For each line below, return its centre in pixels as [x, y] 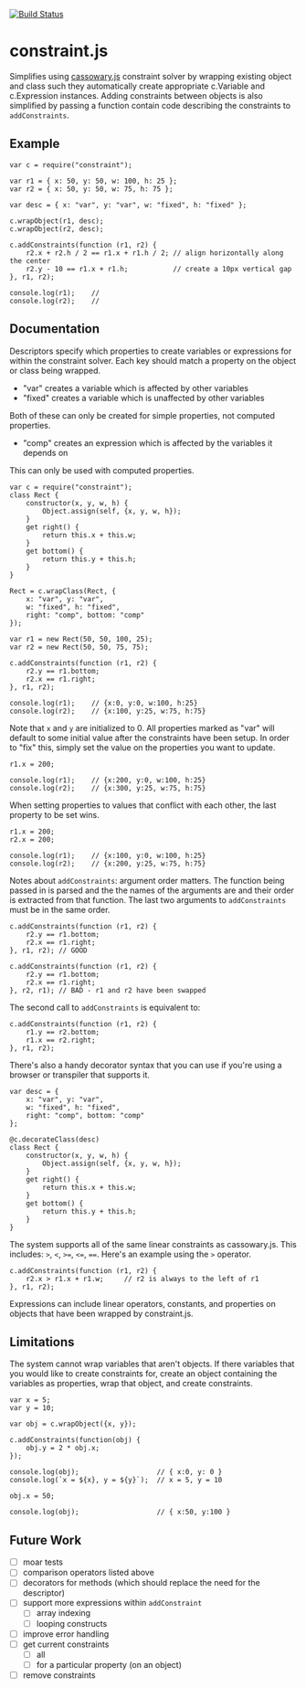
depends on [45, 452]
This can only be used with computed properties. [102, 470]
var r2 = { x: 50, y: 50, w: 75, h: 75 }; [91, 189]
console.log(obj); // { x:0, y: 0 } [116, 1472]
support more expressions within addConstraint [112, 1603]
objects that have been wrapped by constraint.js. [101, 1313]
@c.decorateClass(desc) [55, 1139]
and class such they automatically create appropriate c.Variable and [137, 86]
